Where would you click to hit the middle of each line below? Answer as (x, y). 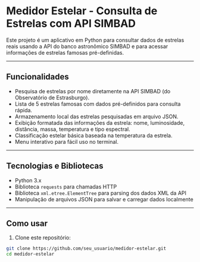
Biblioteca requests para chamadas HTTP (66, 187)
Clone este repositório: (43, 238)
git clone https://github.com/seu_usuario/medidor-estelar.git (86, 249)
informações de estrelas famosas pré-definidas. (65, 52)
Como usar (27, 223)
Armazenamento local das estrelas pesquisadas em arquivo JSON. (96, 116)
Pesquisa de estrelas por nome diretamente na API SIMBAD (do (93, 91)
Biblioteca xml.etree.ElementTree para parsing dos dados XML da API (100, 193)
